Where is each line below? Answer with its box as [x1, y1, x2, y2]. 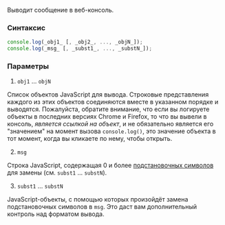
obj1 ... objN [17, 77, 52, 86]
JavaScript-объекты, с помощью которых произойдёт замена [7, 195, 189, 204]
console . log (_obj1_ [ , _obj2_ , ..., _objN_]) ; [7, 39, 143, 46]
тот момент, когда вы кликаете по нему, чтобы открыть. [7, 135, 173, 143]
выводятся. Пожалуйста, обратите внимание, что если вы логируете [7, 105, 210, 113]
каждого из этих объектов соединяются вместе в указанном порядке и [7, 98, 219, 106]
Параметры [7, 61, 50, 71]
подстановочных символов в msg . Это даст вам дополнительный [7, 203, 197, 211]
